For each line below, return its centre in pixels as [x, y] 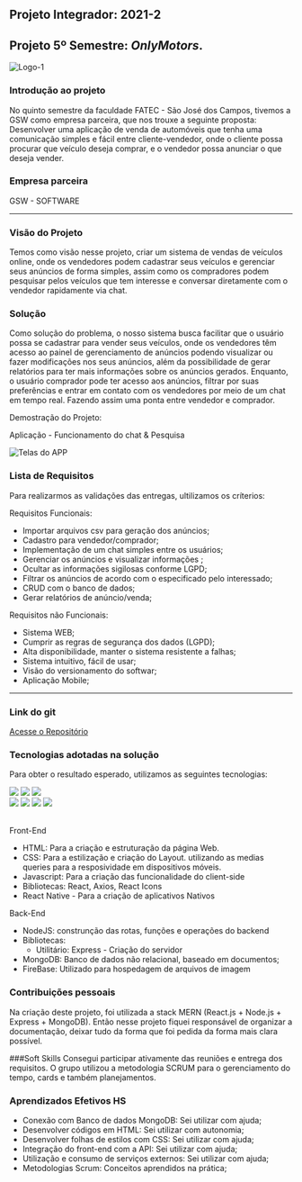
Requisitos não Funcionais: [59, 615]
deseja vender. [37, 158]
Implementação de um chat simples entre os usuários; [123, 549]
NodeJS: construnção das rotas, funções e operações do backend [146, 931]
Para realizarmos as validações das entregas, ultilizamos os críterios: [137, 495]
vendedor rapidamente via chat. [68, 291]
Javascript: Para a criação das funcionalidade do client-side [133, 877]
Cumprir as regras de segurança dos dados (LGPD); [119, 642]
